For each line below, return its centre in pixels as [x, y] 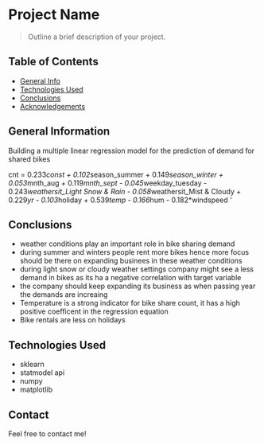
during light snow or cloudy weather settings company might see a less [137, 269]
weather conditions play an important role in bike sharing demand [127, 244]
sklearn [32, 365]
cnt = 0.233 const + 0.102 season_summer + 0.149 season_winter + [116, 174]
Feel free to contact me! [47, 434]
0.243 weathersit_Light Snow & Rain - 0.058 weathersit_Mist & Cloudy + [124, 191]
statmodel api [42, 373]
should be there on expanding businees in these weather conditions [131, 261]
